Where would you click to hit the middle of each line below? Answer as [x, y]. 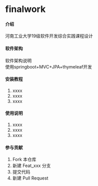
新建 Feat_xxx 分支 [31, 165]
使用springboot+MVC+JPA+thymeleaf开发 [49, 66]
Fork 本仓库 [24, 159]
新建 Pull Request [30, 178]
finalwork [25, 9]
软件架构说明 [18, 60]
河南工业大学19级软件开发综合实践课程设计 [49, 36]
